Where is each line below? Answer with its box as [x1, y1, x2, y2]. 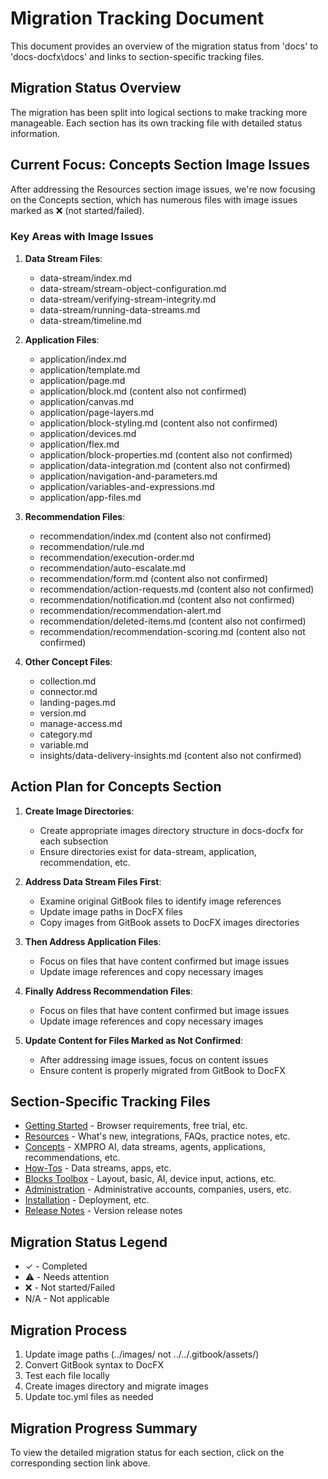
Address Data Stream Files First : [24, 875, 162, 887]
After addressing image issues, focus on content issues [39, 1053, 269, 1066]
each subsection [39, 835, 109, 847]
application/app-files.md [39, 491, 142, 503]
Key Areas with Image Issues [10, 230, 154, 244]
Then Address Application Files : [24, 935, 162, 947]
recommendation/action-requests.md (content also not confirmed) [39, 583, 315, 595]
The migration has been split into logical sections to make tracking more [10, 106, 308, 118]
